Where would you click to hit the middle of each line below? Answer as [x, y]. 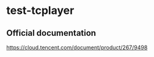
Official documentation [51, 33]
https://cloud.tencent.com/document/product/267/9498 [77, 47]
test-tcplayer [40, 11]
